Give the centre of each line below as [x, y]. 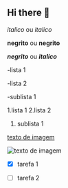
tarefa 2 [28, 178]
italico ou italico [30, 29]
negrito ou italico [32, 56]
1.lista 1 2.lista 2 [29, 110]
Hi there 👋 [29, 13]
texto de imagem [31, 137]
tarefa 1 [27, 164]
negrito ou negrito [34, 43]
